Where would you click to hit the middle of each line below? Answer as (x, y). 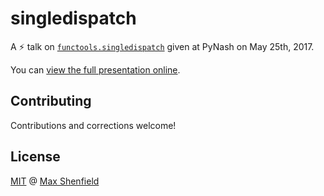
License (35, 157)
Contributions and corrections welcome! (93, 125)
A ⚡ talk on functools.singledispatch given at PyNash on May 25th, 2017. (162, 46)
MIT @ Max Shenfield (55, 181)
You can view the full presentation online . (95, 69)
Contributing (51, 101)
